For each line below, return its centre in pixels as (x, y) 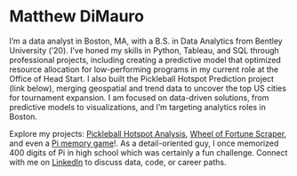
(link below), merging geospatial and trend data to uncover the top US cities (148, 88)
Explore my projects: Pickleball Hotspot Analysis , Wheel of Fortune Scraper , (148, 133)
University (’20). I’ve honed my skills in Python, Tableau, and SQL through (144, 50)
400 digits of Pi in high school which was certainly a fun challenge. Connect (148, 152)
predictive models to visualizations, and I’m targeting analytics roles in (138, 107)
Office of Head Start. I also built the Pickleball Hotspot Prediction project (141, 78)
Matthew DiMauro (77, 16)
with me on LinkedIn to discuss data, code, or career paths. (118, 162)
